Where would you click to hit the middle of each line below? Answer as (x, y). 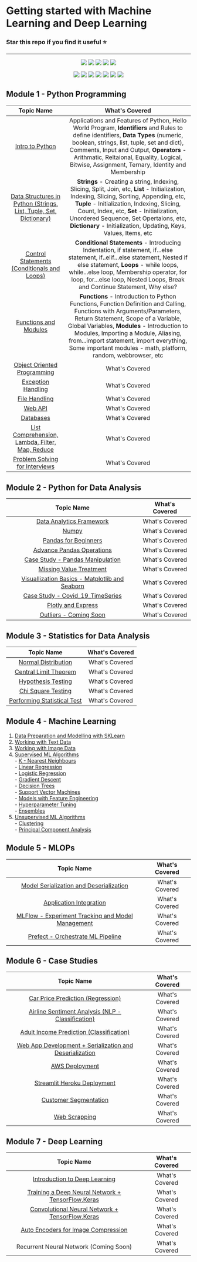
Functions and (36, 322)
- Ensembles (30, 810)
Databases (36, 418)
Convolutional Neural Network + (74, 1210)
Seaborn (73, 586)
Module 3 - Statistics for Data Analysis (78, 636)
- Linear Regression (38, 767)
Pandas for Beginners (73, 541)
